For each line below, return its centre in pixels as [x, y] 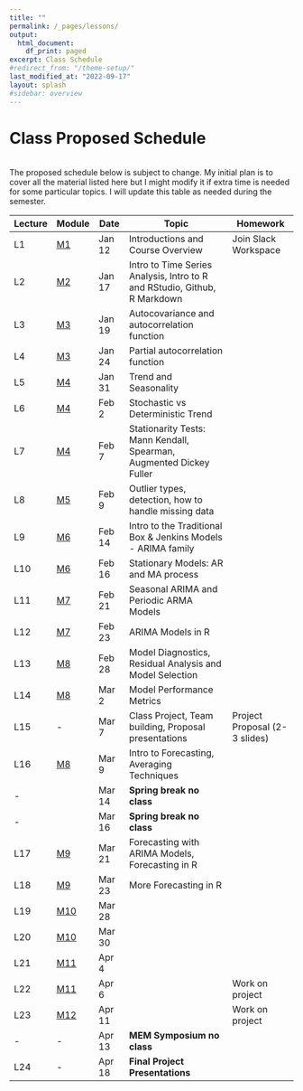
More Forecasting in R [176, 885]
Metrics [145, 701]
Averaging [151, 765]
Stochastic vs [158, 403]
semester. [28, 202]
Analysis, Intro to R [169, 277]
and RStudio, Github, [173, 287]
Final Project [157, 1061]
